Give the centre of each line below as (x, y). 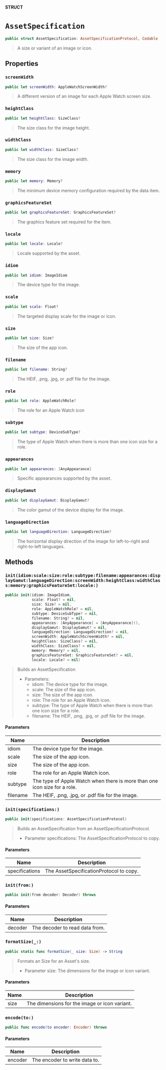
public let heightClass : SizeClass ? (43, 118)
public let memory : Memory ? (34, 181)
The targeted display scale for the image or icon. (67, 316)
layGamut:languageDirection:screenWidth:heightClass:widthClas (83, 581)
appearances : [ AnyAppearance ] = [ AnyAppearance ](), (86, 623)
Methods (19, 562)
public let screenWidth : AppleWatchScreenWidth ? (56, 87)
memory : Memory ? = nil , (56, 650)
